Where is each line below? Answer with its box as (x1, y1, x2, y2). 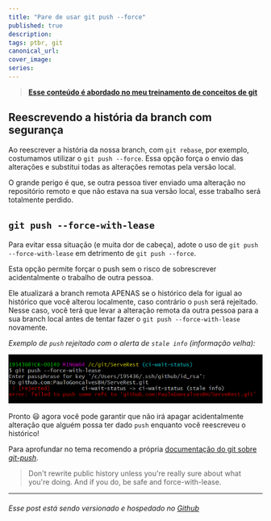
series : (8, 65, 35, 73)
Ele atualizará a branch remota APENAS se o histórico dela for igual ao (8, 288, 243, 298)
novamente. (8, 322, 48, 332)
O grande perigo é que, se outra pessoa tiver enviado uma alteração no (8, 178, 246, 187)
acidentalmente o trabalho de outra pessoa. (8, 272, 153, 282)
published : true (8, 21, 63, 30)
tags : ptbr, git (8, 39, 63, 47)
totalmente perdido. (8, 195, 74, 204)
